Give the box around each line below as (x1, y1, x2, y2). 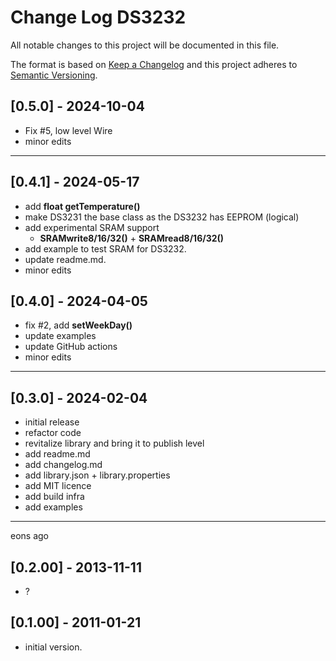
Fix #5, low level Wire (24, 124, 113, 136)
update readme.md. (24, 253, 107, 265)
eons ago (10, 530, 49, 542)
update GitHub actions (24, 341, 118, 353)
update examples (24, 330, 97, 342)
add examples (24, 501, 83, 513)
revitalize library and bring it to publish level (24, 437, 205, 450)
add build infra (24, 491, 85, 503)
